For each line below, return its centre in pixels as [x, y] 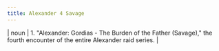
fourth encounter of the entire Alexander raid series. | [83, 40]
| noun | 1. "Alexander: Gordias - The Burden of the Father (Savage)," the [110, 33]
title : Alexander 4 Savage [46, 13]
